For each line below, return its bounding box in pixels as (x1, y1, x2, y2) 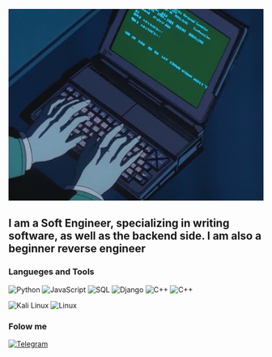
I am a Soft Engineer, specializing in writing (8, 217, 230, 230)
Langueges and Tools (8, 266, 95, 277)
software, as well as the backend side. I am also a (8, 229, 261, 243)
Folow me (8, 320, 47, 332)
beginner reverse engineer (8, 242, 146, 256)
